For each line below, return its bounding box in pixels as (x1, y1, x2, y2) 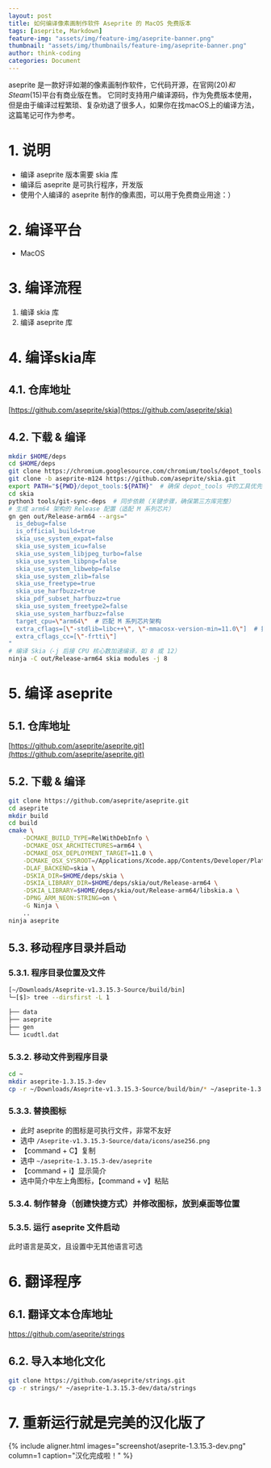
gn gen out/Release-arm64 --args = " (8, 512, 128, 520)
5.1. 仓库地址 (8, 719, 71, 732)
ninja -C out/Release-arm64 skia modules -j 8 (8, 655, 168, 663)
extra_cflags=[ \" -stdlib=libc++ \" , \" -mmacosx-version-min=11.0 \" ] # (15, 624, 258, 633)
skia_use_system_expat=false (15, 535, 114, 543)
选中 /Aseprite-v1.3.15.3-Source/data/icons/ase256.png (19, 1135, 211, 1145)
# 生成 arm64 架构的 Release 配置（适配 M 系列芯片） (8, 505, 175, 513)
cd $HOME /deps (8, 460, 56, 468)
